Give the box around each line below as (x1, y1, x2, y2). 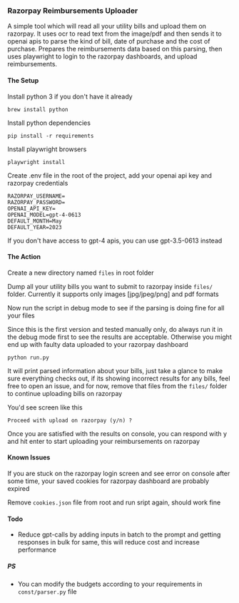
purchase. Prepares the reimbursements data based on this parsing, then (7, 45, 223, 54)
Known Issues (7, 453, 51, 462)
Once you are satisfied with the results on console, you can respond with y (7, 429, 227, 437)
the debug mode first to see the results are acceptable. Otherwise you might (7, 333, 232, 341)
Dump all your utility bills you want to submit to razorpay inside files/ (7, 282, 213, 290)
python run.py (7, 354, 50, 361)
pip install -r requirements (7, 132, 94, 139)
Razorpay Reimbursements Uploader (7, 6, 138, 16)
